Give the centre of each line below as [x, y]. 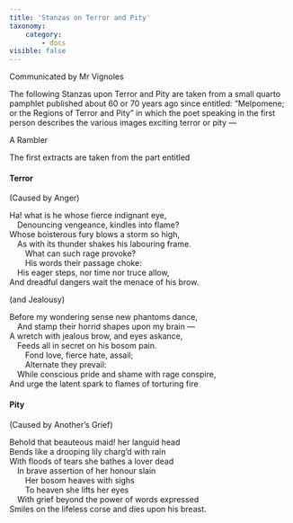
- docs [54, 43]
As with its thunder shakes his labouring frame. [104, 244]
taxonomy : [28, 26]
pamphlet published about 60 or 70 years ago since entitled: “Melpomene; [147, 103]
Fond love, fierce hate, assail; [80, 355]
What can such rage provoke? [81, 253]
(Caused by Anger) [44, 198]
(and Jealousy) [37, 300]
